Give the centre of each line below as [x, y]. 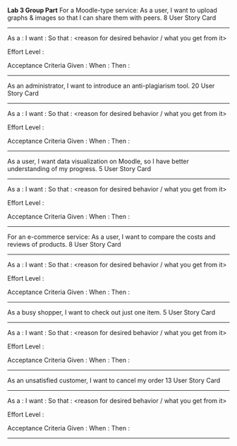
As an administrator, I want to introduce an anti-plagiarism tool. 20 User [111, 86]
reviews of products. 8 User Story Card [64, 244]
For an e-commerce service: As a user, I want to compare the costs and [111, 237]
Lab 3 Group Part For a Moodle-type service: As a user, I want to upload [112, 10]
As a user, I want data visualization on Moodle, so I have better [98, 161]
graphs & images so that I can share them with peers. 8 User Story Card [112, 18]
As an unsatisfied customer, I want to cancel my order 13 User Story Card [114, 380]
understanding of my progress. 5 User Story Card [79, 169]
